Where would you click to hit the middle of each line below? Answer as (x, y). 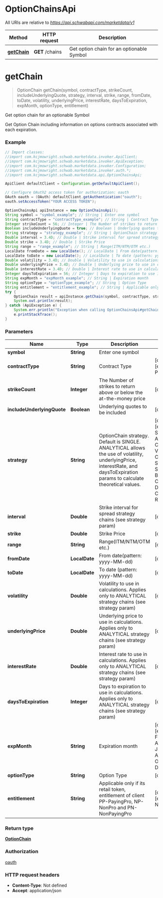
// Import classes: (25, 152)
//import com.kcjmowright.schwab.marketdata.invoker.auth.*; (68, 170)
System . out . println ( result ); (43, 301)
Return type (19, 828)
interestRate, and (118, 466)
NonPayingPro (115, 814)
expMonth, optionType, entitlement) (53, 105)
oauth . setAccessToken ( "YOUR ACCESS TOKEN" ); (51, 202)
